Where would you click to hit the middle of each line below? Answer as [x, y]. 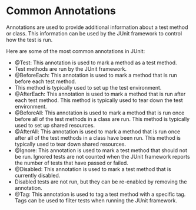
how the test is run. [29, 40]
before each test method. [45, 81]
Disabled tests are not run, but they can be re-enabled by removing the [101, 182]
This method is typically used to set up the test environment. [88, 87]
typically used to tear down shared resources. [70, 144]
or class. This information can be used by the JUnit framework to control [94, 33]
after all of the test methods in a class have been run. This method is [98, 137]
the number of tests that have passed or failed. [71, 163]
